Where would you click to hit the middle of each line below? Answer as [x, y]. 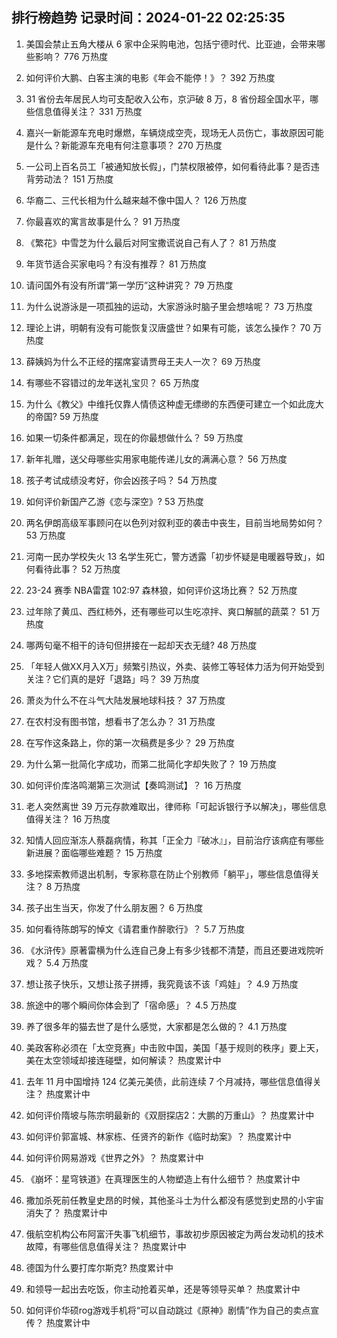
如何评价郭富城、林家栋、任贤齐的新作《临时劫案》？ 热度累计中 [158, 1136]
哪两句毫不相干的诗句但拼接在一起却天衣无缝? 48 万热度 [141, 645]
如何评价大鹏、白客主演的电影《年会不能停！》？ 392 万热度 [150, 77]
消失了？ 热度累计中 [66, 1212]
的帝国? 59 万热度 [62, 416]
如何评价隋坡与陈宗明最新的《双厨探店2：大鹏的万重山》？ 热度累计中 [170, 1115]
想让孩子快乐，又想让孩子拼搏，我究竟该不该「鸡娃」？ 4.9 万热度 [162, 984]
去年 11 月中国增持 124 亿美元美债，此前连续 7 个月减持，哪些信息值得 [169, 1081]
